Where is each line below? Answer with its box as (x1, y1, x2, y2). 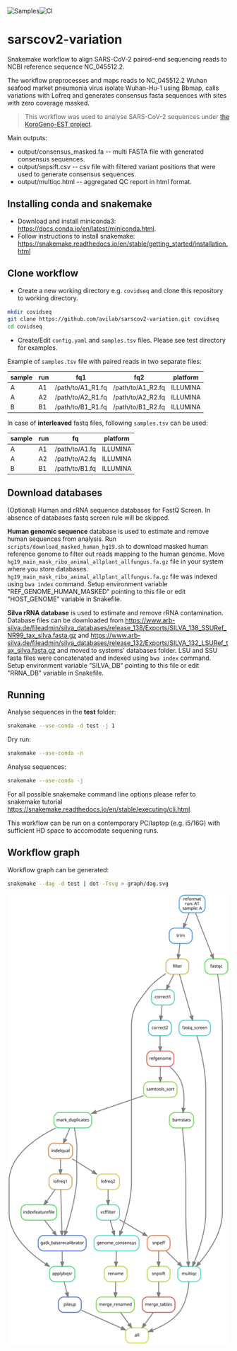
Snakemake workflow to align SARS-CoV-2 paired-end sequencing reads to (7, 55, 227, 63)
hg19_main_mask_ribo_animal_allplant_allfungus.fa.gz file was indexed (7, 572, 217, 581)
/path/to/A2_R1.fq (54, 393, 107, 401)
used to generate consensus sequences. (17, 170, 136, 178)
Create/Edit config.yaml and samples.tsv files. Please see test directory (17, 336, 226, 345)
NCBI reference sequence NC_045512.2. (7, 62, 125, 71)
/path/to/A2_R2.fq (112, 393, 166, 401)
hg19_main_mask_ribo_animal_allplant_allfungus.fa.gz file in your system (7, 557, 224, 566)
